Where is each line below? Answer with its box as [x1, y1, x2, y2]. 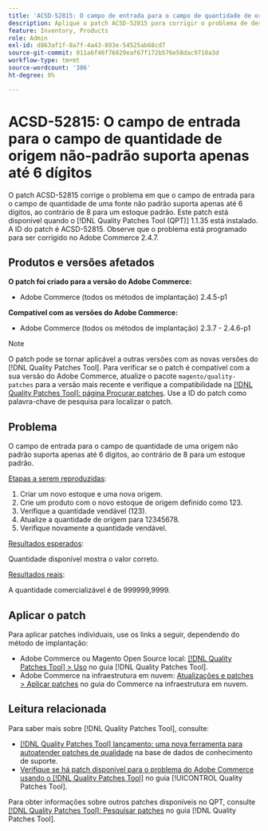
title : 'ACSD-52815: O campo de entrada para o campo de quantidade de [8, 11, 251, 20]
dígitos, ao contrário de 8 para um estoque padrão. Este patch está [8, 207, 229, 217]
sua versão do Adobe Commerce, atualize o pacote [8, 371, 177, 381]
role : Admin [8, 34, 48, 42]
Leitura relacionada [8, 702, 107, 716]
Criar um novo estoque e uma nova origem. [19, 489, 163, 499]
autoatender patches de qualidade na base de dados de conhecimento [19, 747, 253, 757]
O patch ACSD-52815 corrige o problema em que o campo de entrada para [8, 190, 255, 200]
